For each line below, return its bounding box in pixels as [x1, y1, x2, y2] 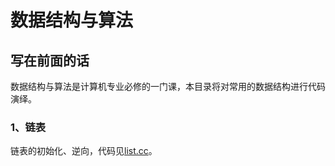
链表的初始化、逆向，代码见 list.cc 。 [10, 145, 158, 157]
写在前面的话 [10, 52, 90, 69]
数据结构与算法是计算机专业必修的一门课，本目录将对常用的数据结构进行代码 [10, 81, 326, 92]
